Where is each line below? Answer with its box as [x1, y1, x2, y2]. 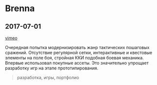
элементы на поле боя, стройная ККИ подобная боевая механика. [5, 55, 144, 61]
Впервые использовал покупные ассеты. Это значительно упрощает [5, 60, 149, 66]
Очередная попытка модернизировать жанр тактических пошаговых [5, 45, 150, 50]
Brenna [5, 3, 35, 14]
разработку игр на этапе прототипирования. [5, 65, 98, 71]
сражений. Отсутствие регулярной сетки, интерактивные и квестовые [5, 50, 153, 55]
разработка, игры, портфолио [17, 75, 79, 80]
